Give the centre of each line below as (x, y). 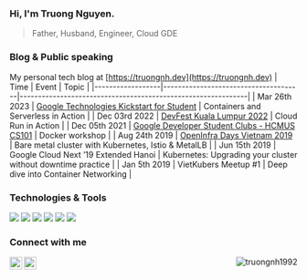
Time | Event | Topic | (49, 87)
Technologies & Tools (58, 197)
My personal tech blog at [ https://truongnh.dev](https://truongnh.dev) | (143, 77)
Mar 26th (275, 96)
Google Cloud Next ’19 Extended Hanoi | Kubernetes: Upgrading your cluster (153, 154)
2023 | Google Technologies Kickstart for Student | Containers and (136, 106)
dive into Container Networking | (71, 174)
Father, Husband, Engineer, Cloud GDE (105, 34)
